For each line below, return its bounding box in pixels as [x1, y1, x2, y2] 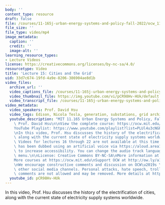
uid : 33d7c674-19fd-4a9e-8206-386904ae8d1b [5, 76, 96, 80]
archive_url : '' [9, 84, 43, 90]
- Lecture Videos [5, 57, 41, 62]
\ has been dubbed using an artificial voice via [14, 144, 118, 149]
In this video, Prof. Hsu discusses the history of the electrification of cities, [5, 189, 156, 195]
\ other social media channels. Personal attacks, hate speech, [14, 167, 148, 172]
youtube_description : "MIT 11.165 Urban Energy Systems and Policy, [9, 116, 153, 122]
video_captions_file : [9, 89, 54, 94]
